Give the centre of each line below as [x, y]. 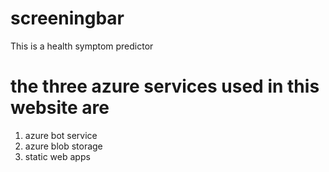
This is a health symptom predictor [82, 46]
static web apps [57, 156]
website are [60, 108]
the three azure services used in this [165, 86]
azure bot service [61, 135]
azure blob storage [63, 146]
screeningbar [67, 18]
